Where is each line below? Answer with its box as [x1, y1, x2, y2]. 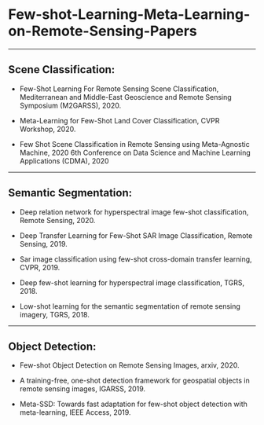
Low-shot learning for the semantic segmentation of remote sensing [19, 301, 241, 311]
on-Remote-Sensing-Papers [8, 22, 198, 40]
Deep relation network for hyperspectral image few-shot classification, [19, 207, 249, 217]
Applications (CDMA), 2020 [19, 156, 109, 166]
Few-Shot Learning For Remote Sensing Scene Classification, [19, 84, 219, 93]
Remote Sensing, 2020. [19, 215, 96, 225]
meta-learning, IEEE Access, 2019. [19, 408, 131, 417]
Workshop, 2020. [19, 124, 76, 134]
